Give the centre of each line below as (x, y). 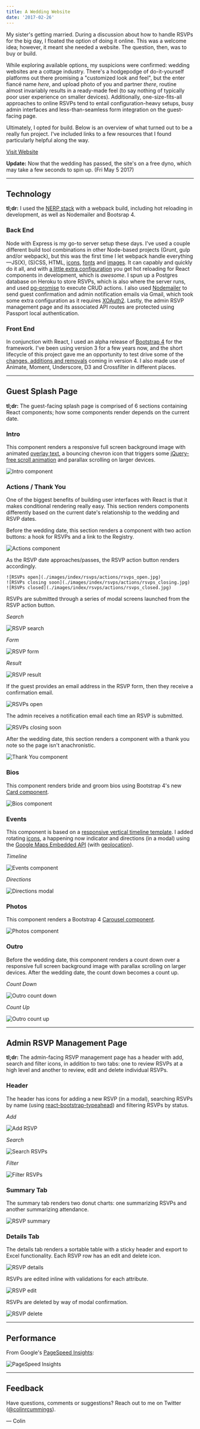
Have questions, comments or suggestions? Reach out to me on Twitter (94, 1403)
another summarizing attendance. (48, 1209)
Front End (21, 328)
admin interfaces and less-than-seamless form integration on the (86, 109)
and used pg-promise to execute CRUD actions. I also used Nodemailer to (97, 288)
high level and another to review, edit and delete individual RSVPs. (87, 1070)
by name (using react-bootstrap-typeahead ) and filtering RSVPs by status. (98, 1105)
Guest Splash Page (42, 391)
